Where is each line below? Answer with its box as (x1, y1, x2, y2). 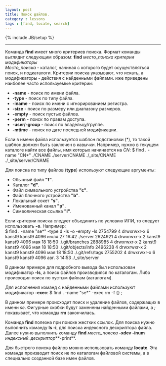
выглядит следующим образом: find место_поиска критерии (5, 54, 134, 60)
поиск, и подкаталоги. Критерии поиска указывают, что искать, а (5, 70, 144, 76)
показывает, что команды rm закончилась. (5, 310, 96, 316)
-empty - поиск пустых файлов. (12, 111, 80, 117)
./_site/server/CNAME (5, 157, 49, 163)
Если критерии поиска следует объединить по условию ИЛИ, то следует (5, 218, 160, 224)
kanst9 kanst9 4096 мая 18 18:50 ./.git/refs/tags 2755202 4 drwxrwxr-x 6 (5, 250, 156, 256)
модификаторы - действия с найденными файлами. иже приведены (5, 75, 149, 81)
